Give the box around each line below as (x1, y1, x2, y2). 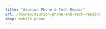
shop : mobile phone (5, 16, 46, 21)
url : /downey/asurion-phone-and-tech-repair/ (5, 12, 101, 17)
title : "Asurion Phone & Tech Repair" (5, 7, 86, 12)
